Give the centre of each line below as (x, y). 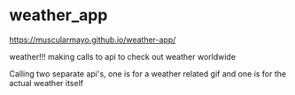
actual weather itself (47, 83)
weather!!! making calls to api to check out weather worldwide (123, 56)
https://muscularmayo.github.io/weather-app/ (93, 40)
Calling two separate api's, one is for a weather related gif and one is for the (147, 73)
